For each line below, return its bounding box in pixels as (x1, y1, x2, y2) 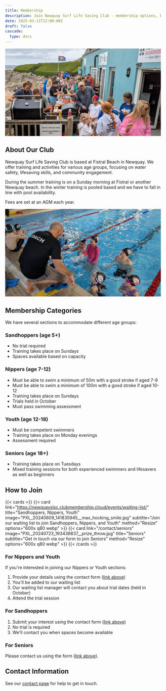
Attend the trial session (12, 595, 60, 601)
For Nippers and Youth (5, 553, 60, 560)
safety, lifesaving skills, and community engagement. (5, 169, 113, 175)
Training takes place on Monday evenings (12, 432, 97, 438)
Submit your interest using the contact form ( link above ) (12, 619, 126, 625)
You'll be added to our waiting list (12, 579, 81, 586)
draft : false (5, 24, 32, 29)
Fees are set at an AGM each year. (5, 199, 75, 205)
